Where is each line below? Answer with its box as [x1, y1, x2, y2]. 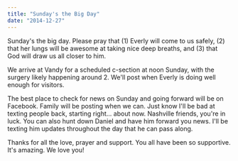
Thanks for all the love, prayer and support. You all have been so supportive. [7, 138, 231, 146]
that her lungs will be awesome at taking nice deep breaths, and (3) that [7, 44, 218, 52]
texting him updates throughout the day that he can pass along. [7, 124, 193, 133]
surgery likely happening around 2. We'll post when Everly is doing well [7, 72, 216, 82]
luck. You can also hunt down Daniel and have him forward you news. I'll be [7, 116, 229, 125]
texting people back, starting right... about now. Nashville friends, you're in [7, 109, 226, 118]
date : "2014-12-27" [7, 17, 65, 24]
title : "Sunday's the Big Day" [7, 10, 100, 18]
